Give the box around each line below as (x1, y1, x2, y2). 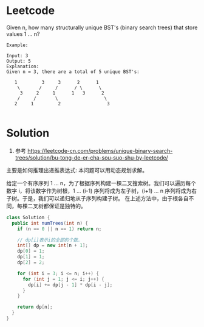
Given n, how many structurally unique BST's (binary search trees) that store (6, 24, 198, 31)
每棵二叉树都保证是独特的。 (16, 202, 86, 209)
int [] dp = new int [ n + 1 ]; (17, 242, 88, 248)
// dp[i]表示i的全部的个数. (17, 237, 81, 243)
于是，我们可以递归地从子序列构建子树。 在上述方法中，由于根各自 (22, 194, 189, 202)
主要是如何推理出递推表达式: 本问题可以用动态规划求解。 (6, 166, 148, 174)
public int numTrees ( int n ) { (12, 220, 88, 226)
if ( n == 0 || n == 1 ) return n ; (17, 226, 102, 232)
